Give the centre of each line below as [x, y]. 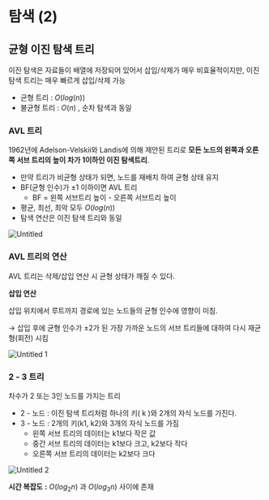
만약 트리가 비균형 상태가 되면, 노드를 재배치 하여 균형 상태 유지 [119, 177]
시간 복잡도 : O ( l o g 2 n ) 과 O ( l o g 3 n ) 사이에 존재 [81, 487]
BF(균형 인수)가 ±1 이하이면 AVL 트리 [79, 187]
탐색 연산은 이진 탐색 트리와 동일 [71, 218]
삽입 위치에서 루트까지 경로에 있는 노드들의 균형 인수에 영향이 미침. [113, 310]
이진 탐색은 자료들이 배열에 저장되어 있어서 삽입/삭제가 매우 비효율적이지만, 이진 [134, 70]
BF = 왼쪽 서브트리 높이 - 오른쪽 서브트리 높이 [104, 198]
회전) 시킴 [33, 338]
